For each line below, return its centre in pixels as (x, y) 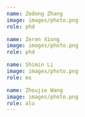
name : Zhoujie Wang (35, 90)
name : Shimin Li (30, 65)
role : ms (19, 77)
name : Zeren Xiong (33, 39)
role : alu (21, 103)
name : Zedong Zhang (35, 14)
